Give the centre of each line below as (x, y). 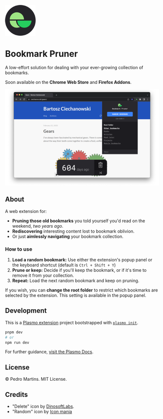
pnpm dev (14, 332)
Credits (17, 394)
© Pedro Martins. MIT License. (36, 379)
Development (26, 311)
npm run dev (17, 342)
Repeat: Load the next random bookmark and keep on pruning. (76, 281)
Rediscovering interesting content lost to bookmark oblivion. (73, 231)
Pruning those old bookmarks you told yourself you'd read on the (79, 221)
